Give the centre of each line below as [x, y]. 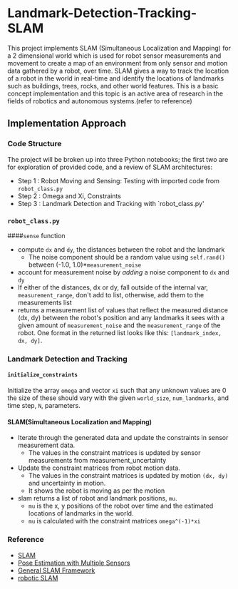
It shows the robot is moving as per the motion [97, 491]
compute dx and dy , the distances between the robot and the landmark [121, 249]
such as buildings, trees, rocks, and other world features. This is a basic [113, 86]
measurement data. [46, 445]
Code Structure [35, 144]
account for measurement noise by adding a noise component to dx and [123, 272]
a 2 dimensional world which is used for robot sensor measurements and [114, 56]
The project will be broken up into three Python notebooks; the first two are [118, 159]
